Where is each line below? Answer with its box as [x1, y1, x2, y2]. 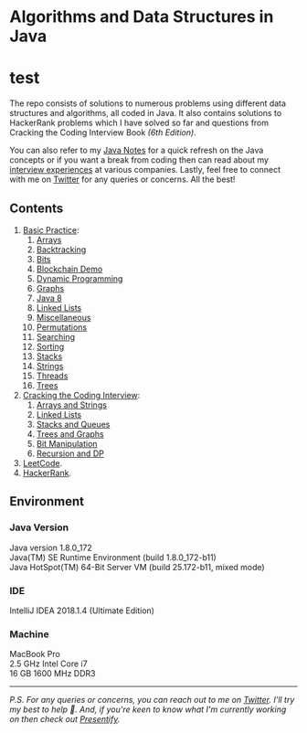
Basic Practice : [22, 224, 79, 235]
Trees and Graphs [36, 428, 104, 440]
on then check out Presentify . [9, 714, 121, 725]
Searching [36, 331, 76, 342]
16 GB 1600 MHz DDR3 [9, 668, 96, 679]
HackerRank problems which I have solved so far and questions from [9, 117, 270, 129]
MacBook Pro [9, 649, 61, 660]
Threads [36, 370, 69, 381]
